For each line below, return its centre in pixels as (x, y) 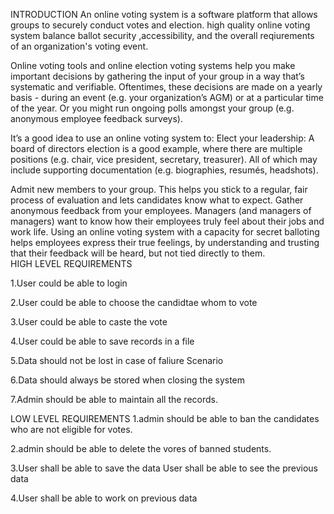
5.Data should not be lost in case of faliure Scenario (117, 360)
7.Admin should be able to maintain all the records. (114, 399)
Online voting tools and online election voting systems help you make (153, 65)
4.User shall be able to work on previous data (104, 498)
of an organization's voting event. (79, 46)
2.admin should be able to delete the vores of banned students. (141, 448)
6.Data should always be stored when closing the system (128, 380)
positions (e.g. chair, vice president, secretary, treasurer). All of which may (164, 159)
